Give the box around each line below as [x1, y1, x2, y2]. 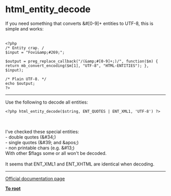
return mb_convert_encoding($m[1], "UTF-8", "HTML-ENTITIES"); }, [5, 63, 149, 68]
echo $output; [5, 81, 36, 86]
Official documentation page [5, 175, 65, 181]
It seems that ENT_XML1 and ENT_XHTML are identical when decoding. [5, 161, 155, 167]
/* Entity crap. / [5, 45, 44, 50]
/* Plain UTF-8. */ [5, 76, 47, 82]
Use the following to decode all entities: [5, 99, 88, 105]
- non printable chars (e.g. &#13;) [5, 145, 75, 151]
